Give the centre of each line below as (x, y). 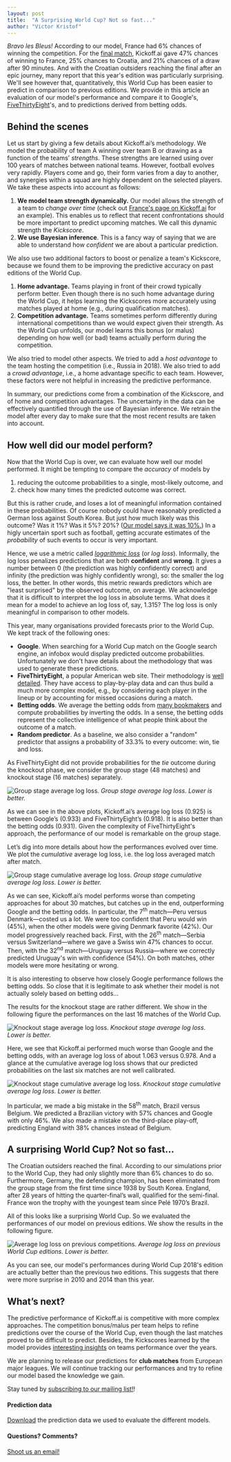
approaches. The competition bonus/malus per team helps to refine (103, 1326)
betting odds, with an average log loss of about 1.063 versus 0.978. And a (112, 1055)
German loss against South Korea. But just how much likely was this (103, 518)
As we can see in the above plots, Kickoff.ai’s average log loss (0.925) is (110, 811)
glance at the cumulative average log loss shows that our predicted (102, 1063)
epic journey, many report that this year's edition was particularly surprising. (115, 75)
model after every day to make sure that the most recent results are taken (111, 416)
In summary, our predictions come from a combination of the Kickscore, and (115, 394)
